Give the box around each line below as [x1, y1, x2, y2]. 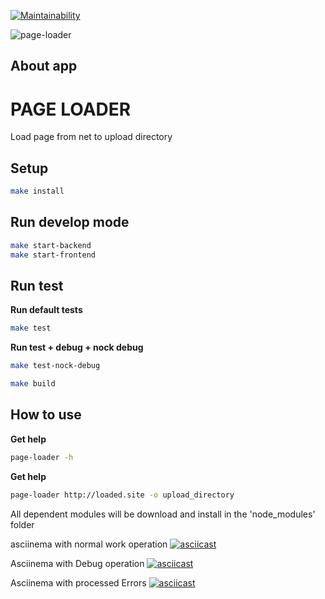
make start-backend [10, 240, 92, 250]
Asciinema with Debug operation [10, 557, 145, 569]
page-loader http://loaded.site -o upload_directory [10, 490, 235, 500]
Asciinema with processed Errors [10, 576, 147, 589]
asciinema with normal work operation [10, 538, 168, 550]
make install [10, 186, 65, 197]
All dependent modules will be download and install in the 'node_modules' [10, 508, 316, 520]
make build [10, 379, 56, 389]
